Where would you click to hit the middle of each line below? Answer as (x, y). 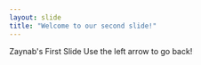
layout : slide (36, 17)
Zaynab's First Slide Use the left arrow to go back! (101, 51)
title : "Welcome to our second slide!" (83, 26)
